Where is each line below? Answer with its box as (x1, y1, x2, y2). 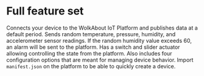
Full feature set (6, 4, 84, 18)
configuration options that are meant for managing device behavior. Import (6, 56, 194, 63)
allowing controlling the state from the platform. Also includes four (6, 49, 172, 57)
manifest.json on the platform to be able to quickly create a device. (6, 62, 176, 70)
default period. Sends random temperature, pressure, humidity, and (6, 30, 176, 37)
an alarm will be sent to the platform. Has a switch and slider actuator (6, 43, 180, 51)
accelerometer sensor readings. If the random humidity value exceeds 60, (6, 37, 192, 44)
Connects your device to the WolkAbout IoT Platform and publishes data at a (6, 24, 198, 31)
